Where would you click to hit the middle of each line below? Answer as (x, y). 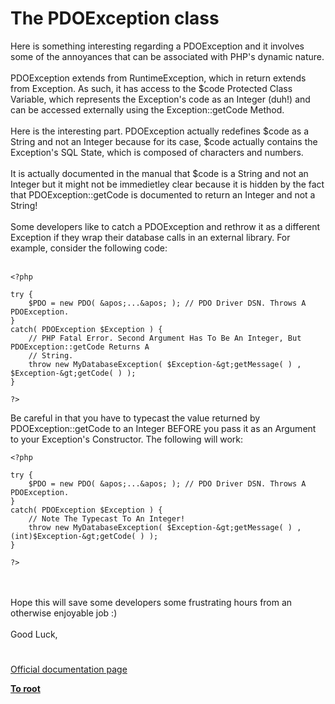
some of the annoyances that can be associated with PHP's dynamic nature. (167, 56)
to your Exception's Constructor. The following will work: (127, 439)
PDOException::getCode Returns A (80, 347)
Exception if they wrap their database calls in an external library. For (150, 237)
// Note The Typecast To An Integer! (107, 518)
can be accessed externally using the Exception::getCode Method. (147, 109)
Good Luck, (34, 634)
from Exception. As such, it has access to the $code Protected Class (151, 88)
